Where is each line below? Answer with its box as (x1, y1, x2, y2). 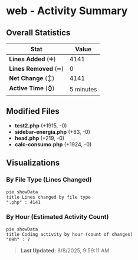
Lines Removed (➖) (9, 65, 64, 73)
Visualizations (6, 158, 60, 168)
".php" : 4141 (6, 199, 41, 205)
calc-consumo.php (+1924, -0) (14, 140, 92, 148)
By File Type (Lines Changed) (6, 176, 92, 184)
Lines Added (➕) (9, 55, 56, 63)
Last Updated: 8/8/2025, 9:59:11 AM (20, 246, 110, 254)
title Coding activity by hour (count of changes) (6, 231, 133, 237)
